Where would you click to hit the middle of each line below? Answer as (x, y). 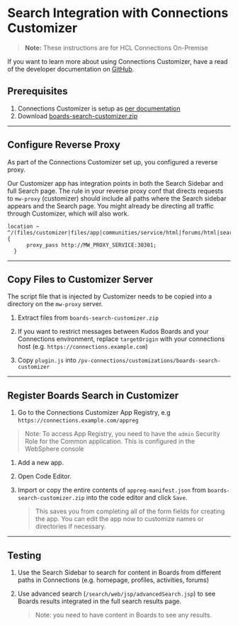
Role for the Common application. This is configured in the (110, 442)
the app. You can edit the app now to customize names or (119, 519)
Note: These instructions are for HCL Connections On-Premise (117, 47)
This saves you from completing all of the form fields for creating (130, 511)
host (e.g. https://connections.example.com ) (83, 347)
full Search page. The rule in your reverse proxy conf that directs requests (115, 191)
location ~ (23, 226)
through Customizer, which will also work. (68, 213)
